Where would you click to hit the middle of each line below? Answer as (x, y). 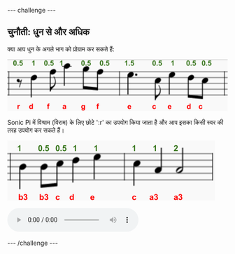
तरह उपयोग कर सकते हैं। (36, 131)
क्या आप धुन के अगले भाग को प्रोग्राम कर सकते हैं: (61, 49)
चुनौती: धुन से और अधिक (48, 32)
